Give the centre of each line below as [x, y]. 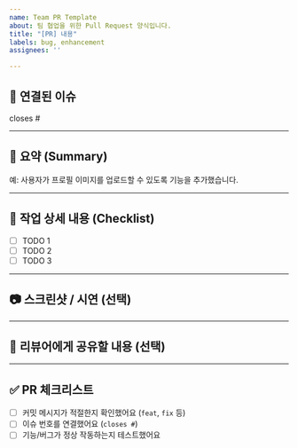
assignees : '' [35, 51]
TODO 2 [37, 250]
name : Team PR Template [53, 17]
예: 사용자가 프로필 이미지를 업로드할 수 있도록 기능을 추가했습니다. [124, 179]
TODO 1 [36, 240]
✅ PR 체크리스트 [51, 390]
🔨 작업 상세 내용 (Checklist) [82, 219]
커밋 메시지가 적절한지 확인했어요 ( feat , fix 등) [104, 413]
